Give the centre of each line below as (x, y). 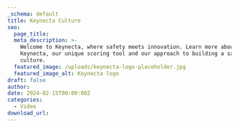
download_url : (28, 113)
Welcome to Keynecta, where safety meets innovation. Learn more (119, 47)
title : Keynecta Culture (44, 21)
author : (19, 87)
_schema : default (33, 14)
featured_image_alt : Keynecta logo (67, 73)
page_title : (32, 34)
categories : (25, 100)
